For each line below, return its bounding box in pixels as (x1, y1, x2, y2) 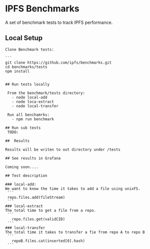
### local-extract (5, 203, 43, 209)
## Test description (5, 173, 48, 178)
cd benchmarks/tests (5, 64, 48, 70)
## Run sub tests (5, 125, 41, 130)
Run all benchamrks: (7, 112, 50, 117)
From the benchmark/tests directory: (7, 90, 85, 95)
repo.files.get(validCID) (11, 217, 65, 222)
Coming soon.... (5, 165, 39, 169)
